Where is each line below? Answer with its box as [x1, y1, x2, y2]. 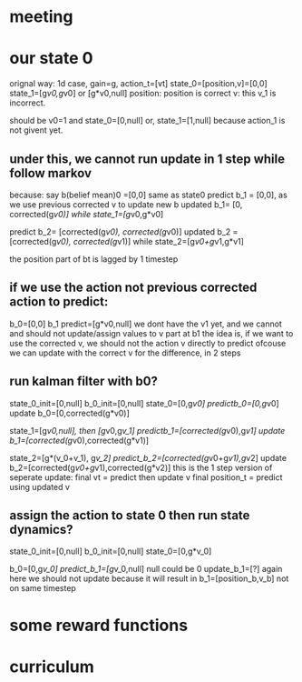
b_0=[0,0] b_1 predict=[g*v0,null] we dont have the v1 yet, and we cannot [9, 318, 283, 329]
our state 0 [9, 48, 93, 69]
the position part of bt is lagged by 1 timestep [9, 253, 179, 265]
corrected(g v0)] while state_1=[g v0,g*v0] [9, 208, 164, 219]
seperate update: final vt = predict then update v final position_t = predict [9, 471, 283, 483]
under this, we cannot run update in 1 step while [9, 151, 286, 166]
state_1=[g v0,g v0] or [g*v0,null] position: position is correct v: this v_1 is [9, 88, 277, 99]
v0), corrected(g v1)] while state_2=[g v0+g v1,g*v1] [55, 236, 245, 246]
